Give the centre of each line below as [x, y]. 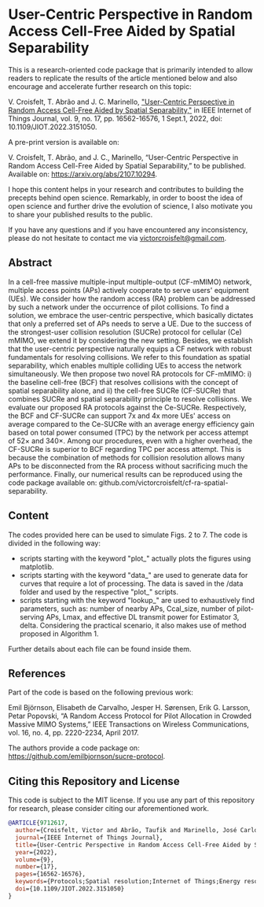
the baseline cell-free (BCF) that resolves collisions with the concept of [123, 382]
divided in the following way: [54, 543]
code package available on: [53, 483]
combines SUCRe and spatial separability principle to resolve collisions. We [130, 398]
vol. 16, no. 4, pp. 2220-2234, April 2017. [73, 733]
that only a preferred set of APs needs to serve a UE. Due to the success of [130, 324]
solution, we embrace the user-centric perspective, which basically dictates [131, 315]
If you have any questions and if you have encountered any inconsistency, [128, 229]
